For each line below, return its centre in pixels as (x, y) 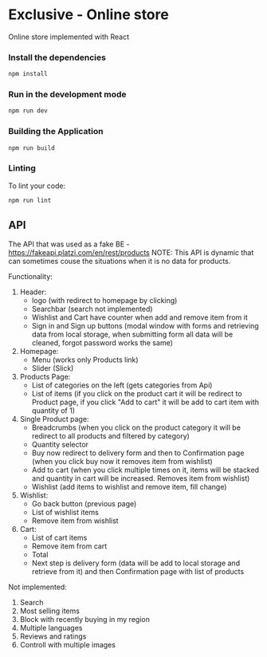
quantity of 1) (53, 411)
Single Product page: (54, 419)
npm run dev (28, 111)
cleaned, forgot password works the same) (102, 343)
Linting (22, 168)
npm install (28, 74)
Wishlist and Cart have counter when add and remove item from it (140, 317)
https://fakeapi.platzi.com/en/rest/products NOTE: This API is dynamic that (131, 253)
